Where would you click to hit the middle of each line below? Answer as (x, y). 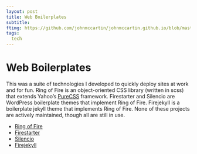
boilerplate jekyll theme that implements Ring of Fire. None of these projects (98, 108)
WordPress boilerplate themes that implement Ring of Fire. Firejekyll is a (93, 102)
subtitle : (18, 22)
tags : (13, 33)
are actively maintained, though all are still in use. (65, 115)
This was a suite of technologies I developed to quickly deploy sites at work (97, 84)
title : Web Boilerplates (36, 17)
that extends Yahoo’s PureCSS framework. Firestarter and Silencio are (91, 96)
